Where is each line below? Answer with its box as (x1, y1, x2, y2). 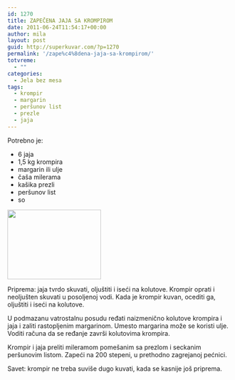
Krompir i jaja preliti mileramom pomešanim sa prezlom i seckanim (7, 343, 202, 351)
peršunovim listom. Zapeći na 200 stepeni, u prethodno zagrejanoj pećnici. (7, 350, 227, 359)
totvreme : (7, 57, 37, 64)
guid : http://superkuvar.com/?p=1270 (7, 43, 120, 51)
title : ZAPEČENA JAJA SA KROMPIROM (7, 17, 113, 24)
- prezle (14, 110, 40, 117)
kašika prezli (17, 180, 55, 189)
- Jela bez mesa (14, 76, 62, 84)
